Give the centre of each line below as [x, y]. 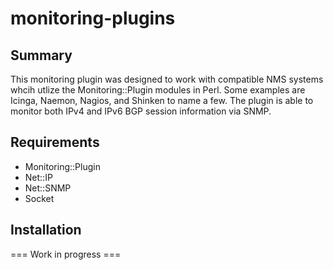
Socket [39, 198]
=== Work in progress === [66, 254]
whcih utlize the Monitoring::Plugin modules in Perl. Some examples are [158, 90]
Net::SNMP [48, 188]
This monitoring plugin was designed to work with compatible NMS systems [167, 79]
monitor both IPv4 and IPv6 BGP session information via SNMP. [141, 111]
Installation [46, 230]
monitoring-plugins [93, 18]
